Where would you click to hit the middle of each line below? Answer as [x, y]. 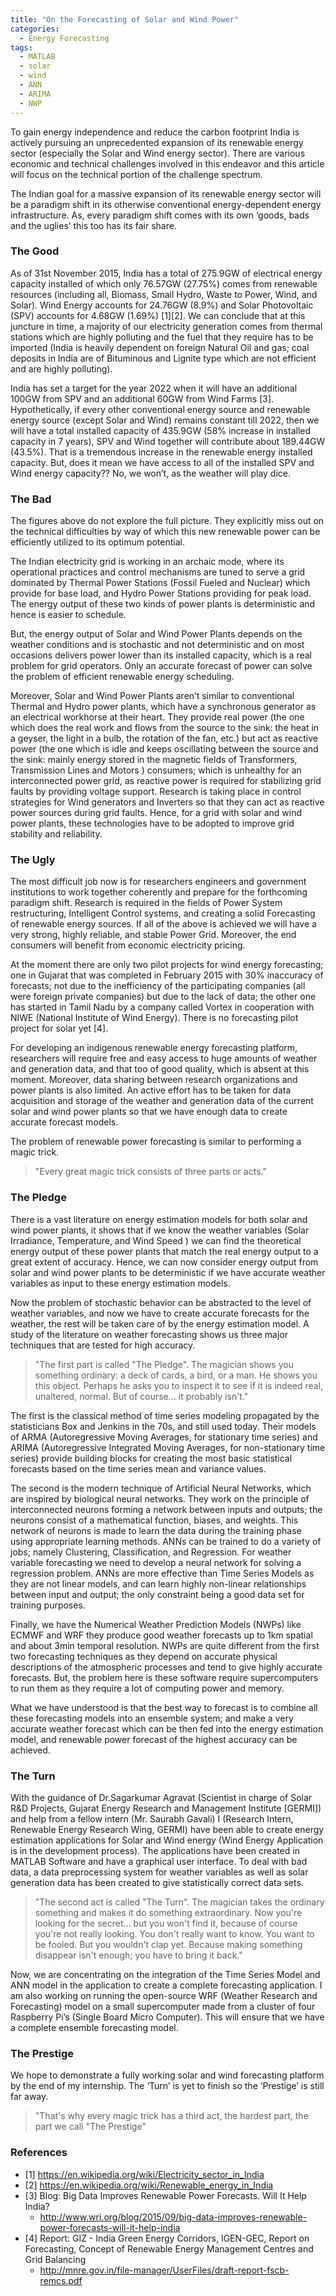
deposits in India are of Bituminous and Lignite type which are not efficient [163, 358]
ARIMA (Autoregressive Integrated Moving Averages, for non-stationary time [168, 1447]
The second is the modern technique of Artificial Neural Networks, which [161, 1488]
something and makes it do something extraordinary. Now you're [168, 1912]
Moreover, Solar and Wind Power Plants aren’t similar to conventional [152, 696]
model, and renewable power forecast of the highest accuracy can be [154, 1739]
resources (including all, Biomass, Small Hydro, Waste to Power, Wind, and [164, 294]
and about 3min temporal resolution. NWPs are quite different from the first [165, 1645]
